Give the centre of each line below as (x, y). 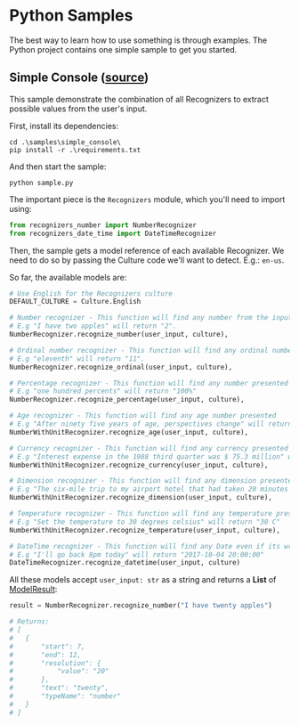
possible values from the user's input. (78, 109)
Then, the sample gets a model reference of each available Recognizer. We (147, 250)
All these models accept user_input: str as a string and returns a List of (143, 580)
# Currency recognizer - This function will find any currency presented (149, 448)
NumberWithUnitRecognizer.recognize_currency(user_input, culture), (139, 465)
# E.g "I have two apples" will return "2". (93, 326)
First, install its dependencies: (64, 126)
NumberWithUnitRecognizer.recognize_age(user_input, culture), (129, 432)
